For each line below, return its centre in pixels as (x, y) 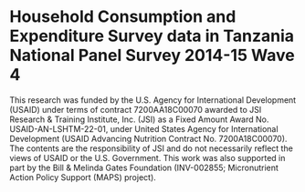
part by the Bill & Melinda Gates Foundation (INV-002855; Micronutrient (144, 167)
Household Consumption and (123, 17)
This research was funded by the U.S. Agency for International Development (153, 100)
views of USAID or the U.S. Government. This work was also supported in (147, 157)
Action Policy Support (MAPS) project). (83, 177)
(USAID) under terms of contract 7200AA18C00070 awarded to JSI (136, 109)
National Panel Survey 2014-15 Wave (152, 56)
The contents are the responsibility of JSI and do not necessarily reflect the (152, 148)
